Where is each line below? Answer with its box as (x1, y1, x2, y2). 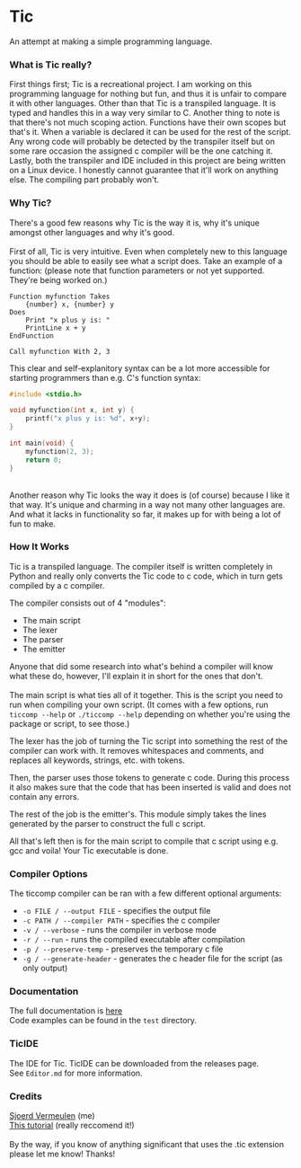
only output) (22, 963, 68, 974)
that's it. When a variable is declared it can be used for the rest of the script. (9, 127, 292, 137)
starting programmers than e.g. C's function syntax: (9, 372, 201, 383)
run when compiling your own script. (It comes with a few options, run (9, 699, 269, 710)
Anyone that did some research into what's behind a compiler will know (9, 660, 274, 671)
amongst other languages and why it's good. (9, 226, 175, 237)
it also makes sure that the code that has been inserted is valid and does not (9, 782, 292, 792)
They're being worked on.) (9, 274, 108, 285)
